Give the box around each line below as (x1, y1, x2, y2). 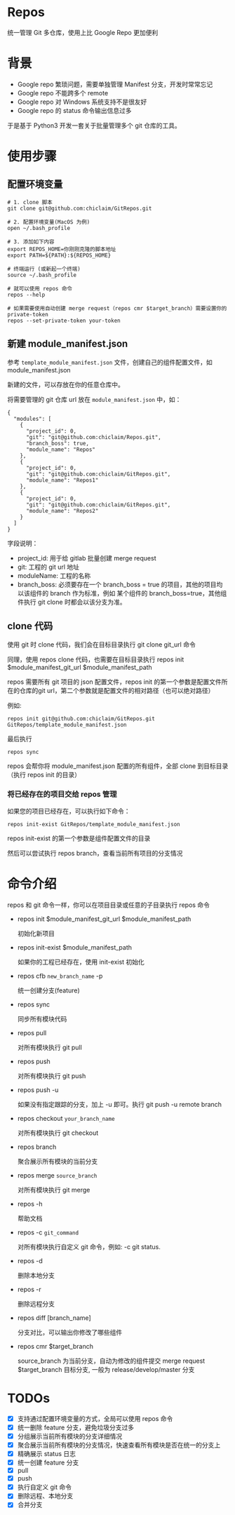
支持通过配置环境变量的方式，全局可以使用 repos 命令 (17, 1414, 173, 1422)
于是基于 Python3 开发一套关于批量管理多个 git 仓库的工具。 (7, 121, 181, 130)
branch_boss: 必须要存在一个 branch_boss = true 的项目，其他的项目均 (17, 580, 223, 588)
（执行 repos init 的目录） (7, 770, 81, 779)
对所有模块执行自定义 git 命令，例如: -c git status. (17, 1242, 161, 1251)
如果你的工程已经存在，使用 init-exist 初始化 (17, 957, 145, 966)
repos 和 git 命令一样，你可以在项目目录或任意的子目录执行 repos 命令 (7, 901, 210, 909)
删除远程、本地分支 (17, 1492, 74, 1500)
